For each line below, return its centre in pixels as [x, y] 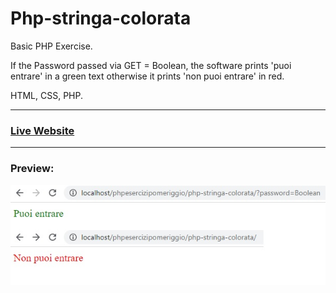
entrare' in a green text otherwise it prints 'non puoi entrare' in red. [147, 76]
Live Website [42, 130]
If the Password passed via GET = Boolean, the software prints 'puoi [151, 65]
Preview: [32, 169]
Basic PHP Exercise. [51, 46]
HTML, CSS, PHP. [46, 95]
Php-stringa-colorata [101, 18]
